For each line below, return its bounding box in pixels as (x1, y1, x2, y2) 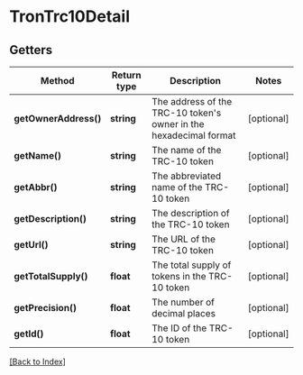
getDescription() (14, 213, 87, 224)
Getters (9, 42, 53, 58)
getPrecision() (14, 302, 77, 314)
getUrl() (14, 239, 49, 251)
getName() (14, 150, 61, 161)
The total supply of (151, 259, 232, 271)
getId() (14, 327, 44, 340)
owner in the (151, 118, 205, 130)
